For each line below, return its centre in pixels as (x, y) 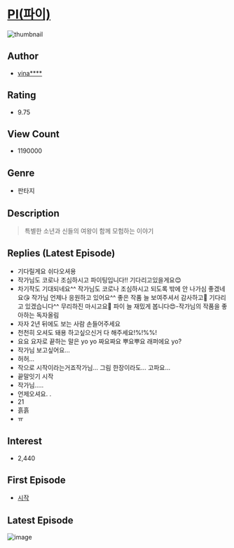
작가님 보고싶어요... (43, 350)
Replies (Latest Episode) (61, 253)
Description (33, 213)
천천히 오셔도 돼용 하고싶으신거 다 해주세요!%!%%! (87, 332)
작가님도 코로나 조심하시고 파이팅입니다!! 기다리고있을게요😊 (99, 280)
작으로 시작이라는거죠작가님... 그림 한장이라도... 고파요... (94, 367)
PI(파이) (29, 14)
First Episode (37, 480)
